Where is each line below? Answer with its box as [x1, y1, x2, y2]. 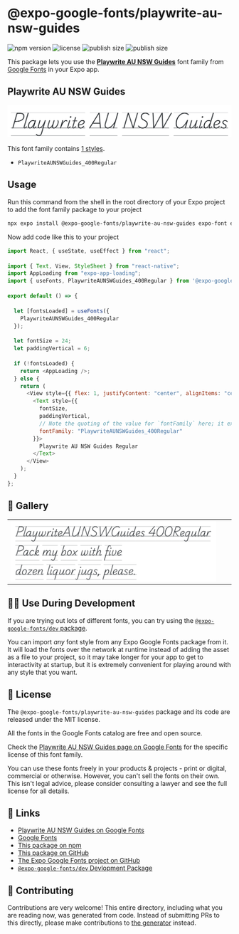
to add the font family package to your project [7, 205, 142, 214]
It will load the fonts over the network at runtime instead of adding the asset [7, 645, 230, 654]
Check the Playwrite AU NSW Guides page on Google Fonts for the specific [7, 743, 228, 751]
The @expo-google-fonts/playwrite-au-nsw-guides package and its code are [7, 707, 230, 716]
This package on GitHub [17, 849, 89, 857]
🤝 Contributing [7, 884, 74, 896]
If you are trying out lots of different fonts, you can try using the [7, 616, 194, 624]
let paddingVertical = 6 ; [14, 345, 91, 352]
